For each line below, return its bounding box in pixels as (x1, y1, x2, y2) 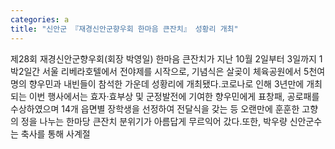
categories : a (10, 14, 70, 25)
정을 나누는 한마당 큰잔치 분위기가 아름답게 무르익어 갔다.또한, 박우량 (20, 115, 288, 127)
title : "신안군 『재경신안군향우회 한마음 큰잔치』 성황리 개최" (10, 24, 239, 34)
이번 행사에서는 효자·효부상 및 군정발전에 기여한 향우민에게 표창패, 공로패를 (28, 90, 320, 102)
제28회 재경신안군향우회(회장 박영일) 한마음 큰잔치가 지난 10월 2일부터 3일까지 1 (10, 52, 323, 65)
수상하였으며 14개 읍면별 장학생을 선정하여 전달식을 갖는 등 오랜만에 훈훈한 (10, 102, 300, 115)
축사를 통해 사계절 (20, 127, 91, 140)
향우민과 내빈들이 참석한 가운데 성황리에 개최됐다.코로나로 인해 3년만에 (28, 77, 305, 90)
